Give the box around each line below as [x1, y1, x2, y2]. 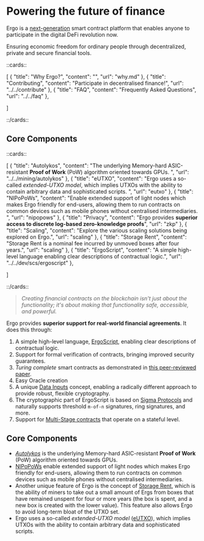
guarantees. [15, 357, 46, 365]
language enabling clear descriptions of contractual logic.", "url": [19, 252, 183, 260]
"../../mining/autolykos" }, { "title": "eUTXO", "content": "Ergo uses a [6, 175, 177, 182]
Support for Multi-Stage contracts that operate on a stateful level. [15, 415, 180, 423]
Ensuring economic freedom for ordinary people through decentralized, [6, 43, 186, 50]
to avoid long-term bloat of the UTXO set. [15, 508, 120, 515]
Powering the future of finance [6, 4, 166, 18]
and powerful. [21, 307, 57, 315]
